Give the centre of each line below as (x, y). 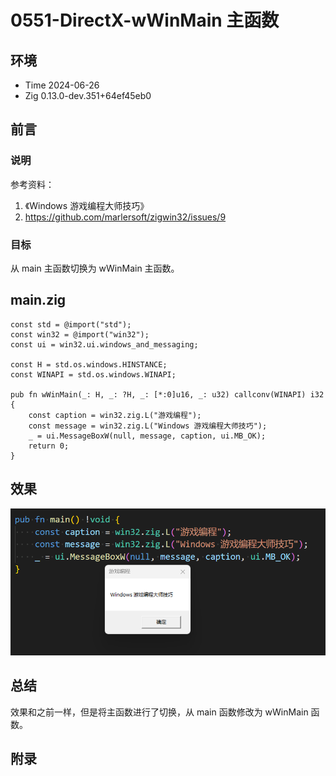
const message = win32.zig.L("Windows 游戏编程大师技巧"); (148, 426)
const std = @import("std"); (71, 324)
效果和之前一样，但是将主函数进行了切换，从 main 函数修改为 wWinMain (159, 712)
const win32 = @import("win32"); (80, 334)
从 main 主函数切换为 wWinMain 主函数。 (95, 268)
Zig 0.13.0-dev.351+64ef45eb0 (88, 95)
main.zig (38, 300)
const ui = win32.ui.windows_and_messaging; (104, 344)
